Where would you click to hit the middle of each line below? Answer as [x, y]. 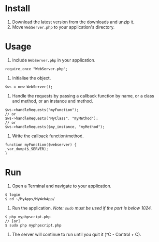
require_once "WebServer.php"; [36, 69]
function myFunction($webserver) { [41, 145]
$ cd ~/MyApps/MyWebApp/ [30, 199]
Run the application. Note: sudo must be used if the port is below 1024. [82, 208]
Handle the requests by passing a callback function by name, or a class [83, 96]
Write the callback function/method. [48, 136]
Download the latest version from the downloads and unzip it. [73, 22]
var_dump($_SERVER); [28, 149]
